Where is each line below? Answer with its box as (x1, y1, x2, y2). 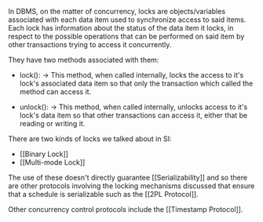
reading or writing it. (19, 119, 86, 128)
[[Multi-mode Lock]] (19, 158, 86, 167)
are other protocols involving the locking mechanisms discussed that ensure (8, 181, 255, 191)
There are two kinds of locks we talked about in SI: (8, 134, 172, 144)
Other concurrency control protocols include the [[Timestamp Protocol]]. (8, 205, 243, 214)
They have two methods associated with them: (8, 55, 159, 64)
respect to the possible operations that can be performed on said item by (8, 31, 245, 41)
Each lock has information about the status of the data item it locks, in (8, 24, 234, 32)
